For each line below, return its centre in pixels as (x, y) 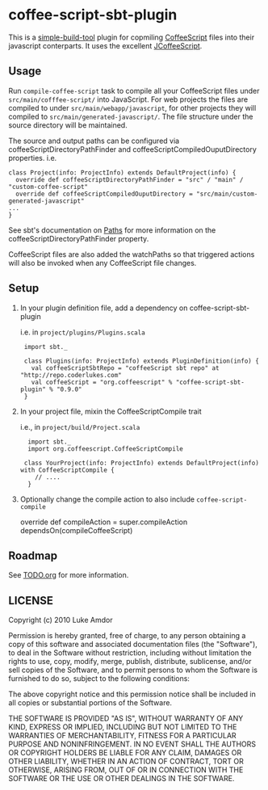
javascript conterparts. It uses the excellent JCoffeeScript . (105, 45)
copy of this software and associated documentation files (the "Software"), (133, 645)
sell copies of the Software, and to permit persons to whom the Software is (133, 670)
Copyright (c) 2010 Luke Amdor (61, 620)
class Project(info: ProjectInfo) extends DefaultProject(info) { (122, 172)
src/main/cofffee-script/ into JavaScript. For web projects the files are (128, 99)
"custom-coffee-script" (48, 187)
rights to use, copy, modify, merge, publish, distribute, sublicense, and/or (130, 662)
